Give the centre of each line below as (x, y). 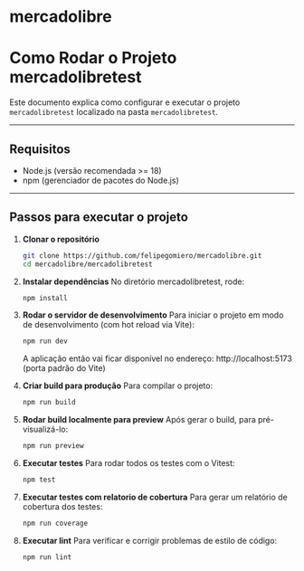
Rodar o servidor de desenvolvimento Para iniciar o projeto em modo (153, 315)
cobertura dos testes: (62, 506)
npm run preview (53, 446)
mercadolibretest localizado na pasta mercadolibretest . (114, 112)
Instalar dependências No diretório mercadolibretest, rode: (133, 281)
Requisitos (40, 149)
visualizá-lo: (45, 429)
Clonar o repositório (61, 239)
